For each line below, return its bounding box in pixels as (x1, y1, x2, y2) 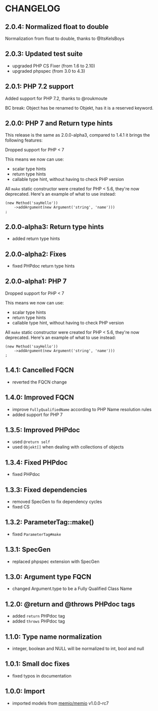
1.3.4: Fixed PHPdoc (5, 458, 68, 467)
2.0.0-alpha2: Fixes (5, 250, 67, 258)
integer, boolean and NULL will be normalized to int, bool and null (12, 646, 144, 652)
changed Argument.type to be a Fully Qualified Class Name (12, 586, 132, 592)
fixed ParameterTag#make (12, 531, 61, 537)
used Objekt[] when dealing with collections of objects (12, 444, 124, 450)
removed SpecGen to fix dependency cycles (12, 499, 102, 504)
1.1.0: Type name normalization (5, 632, 102, 641)
